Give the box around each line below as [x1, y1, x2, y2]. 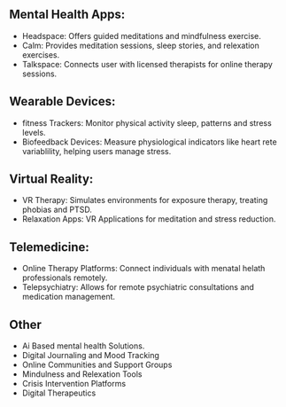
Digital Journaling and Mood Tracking [21, 350, 159, 361]
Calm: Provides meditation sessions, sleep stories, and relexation [21, 40, 259, 51]
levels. [21, 127, 46, 137]
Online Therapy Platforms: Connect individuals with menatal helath [21, 263, 266, 274]
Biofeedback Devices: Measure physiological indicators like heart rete [21, 137, 277, 147]
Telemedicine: [9, 239, 90, 254]
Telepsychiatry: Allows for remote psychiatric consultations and [21, 282, 255, 293]
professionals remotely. [21, 272, 108, 283]
